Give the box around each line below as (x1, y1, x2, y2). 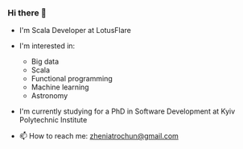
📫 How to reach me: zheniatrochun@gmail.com (19, 131, 179, 141)
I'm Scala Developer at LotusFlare (19, 26, 132, 35)
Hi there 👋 (7, 7, 47, 19)
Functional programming (31, 74, 113, 84)
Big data (31, 56, 60, 67)
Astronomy (31, 91, 68, 101)
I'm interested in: (19, 41, 76, 51)
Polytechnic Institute (19, 115, 88, 125)
